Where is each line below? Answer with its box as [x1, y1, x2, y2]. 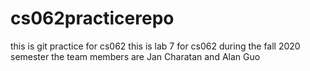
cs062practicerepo [10, 7, 175, 30]
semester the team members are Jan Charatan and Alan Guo [10, 50, 261, 62]
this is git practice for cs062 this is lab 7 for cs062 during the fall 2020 [10, 40, 301, 52]
